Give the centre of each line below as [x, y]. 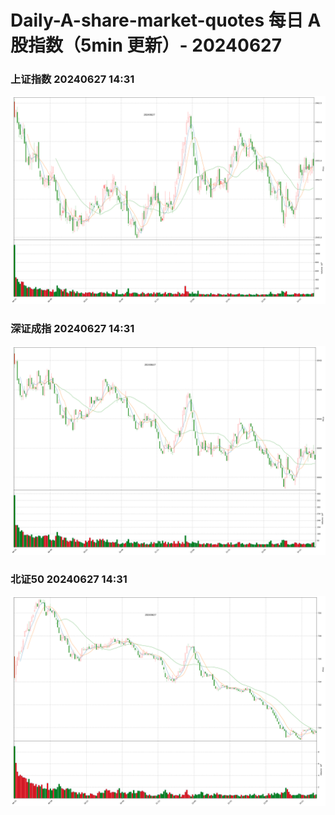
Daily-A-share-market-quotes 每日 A [166, 20]
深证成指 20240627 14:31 [72, 329]
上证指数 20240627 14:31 [72, 79]
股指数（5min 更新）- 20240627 [146, 45]
